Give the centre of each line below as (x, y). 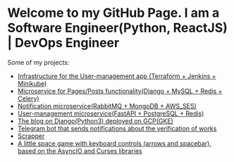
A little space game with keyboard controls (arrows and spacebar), (114, 143)
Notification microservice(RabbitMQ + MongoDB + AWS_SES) (107, 106)
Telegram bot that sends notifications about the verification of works (117, 128)
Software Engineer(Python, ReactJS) (117, 28)
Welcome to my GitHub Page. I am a (113, 13)
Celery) (29, 98)
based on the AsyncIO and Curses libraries (80, 151)
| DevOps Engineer (63, 43)
